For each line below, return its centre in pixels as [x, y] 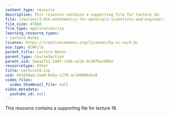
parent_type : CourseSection [35, 56]
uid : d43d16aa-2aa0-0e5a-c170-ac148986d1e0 [52, 75]
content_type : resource [30, 10]
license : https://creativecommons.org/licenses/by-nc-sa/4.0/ [72, 43]
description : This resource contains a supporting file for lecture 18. [83, 15]
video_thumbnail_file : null [39, 84]
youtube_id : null [28, 94]
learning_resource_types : [32, 33]
